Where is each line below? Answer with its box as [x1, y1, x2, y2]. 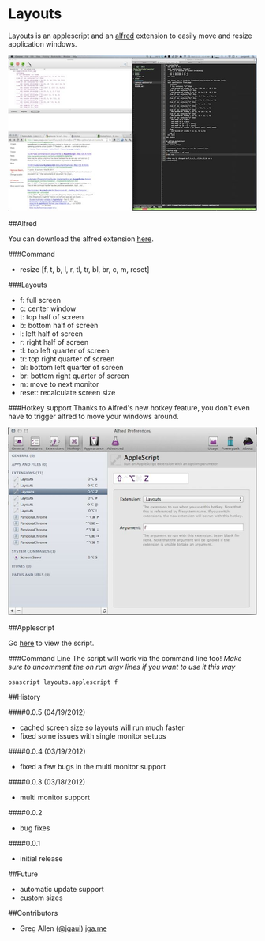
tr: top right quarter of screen [19, 353, 115, 364]
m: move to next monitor [19, 379, 99, 388]
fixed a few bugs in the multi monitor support [19, 762, 166, 772]
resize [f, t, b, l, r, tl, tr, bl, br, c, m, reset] [19, 264, 150, 274]
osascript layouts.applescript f [8, 678, 118, 686]
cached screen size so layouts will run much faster [19, 723, 185, 732]
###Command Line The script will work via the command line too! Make [8, 654, 242, 663]
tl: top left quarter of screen [19, 346, 110, 355]
